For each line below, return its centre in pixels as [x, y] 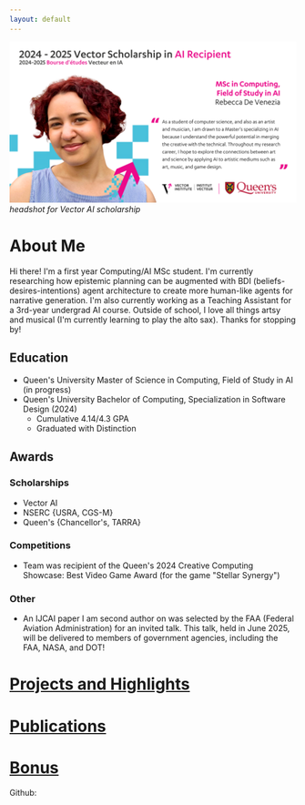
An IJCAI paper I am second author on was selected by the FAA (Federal [158, 618]
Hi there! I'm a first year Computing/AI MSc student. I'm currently [131, 271]
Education [39, 358]
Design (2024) [50, 409]
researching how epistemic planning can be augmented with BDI [131, 281]
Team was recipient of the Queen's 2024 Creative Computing [138, 566]
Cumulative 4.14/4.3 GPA [82, 418]
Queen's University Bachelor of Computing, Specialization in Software [154, 399]
